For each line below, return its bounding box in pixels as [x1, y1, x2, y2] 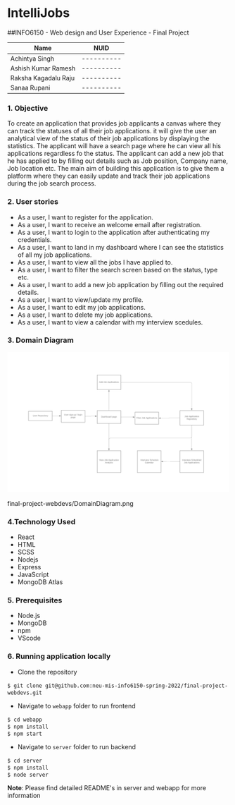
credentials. [17, 235, 52, 244]
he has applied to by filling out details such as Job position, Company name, [7, 157, 229, 165]
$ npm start [7, 730, 42, 737]
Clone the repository [17, 667, 77, 676]
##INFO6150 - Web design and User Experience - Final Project [7, 28, 189, 37]
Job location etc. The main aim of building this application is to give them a [7, 164, 224, 173]
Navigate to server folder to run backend [17, 742, 136, 751]
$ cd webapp [7, 716, 42, 723]
